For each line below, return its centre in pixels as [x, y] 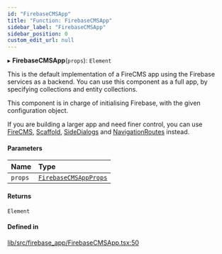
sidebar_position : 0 [38, 34]
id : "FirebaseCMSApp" [39, 14]
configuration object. [38, 111]
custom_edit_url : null [41, 40]
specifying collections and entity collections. [73, 89]
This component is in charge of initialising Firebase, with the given [104, 103]
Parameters [25, 148]
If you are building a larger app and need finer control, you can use [105, 124]
